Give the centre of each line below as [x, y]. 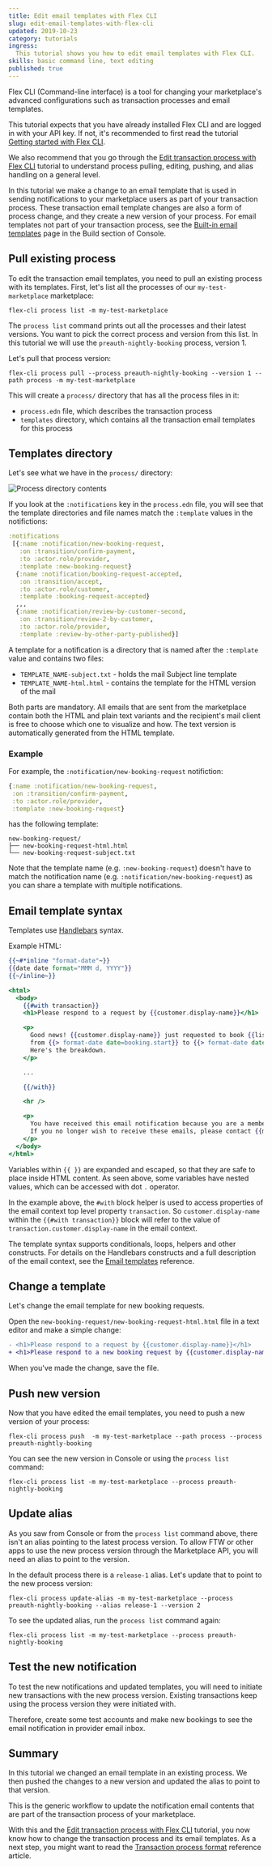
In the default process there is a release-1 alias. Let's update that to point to [135, 1575]
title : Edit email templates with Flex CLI [83, 16]
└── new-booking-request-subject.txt [72, 853]
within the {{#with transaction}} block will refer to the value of [115, 1219]
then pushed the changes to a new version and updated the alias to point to [134, 1781]
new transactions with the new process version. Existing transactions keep [133, 1695]
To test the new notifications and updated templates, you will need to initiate [136, 1686]
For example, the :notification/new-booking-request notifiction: [116, 771]
